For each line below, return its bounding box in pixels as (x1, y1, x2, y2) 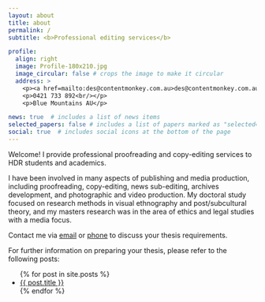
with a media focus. (8, 214, 73, 225)
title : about (8, 19, 51, 27)
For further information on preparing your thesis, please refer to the (8, 245, 227, 255)
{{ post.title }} (19, 278, 65, 287)
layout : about (8, 11, 55, 20)
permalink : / (8, 26, 51, 34)
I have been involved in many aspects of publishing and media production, (8, 173, 250, 182)
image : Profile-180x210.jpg (15, 62, 108, 71)
